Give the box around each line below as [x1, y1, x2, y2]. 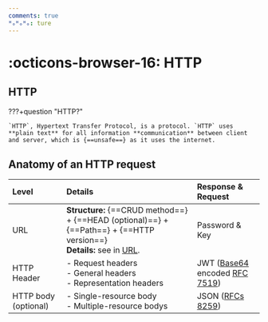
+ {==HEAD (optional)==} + [66, 215, 169, 226]
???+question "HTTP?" [8, 106, 84, 116]
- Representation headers [66, 277, 164, 288]
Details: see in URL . [66, 244, 140, 256]
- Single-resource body [66, 291, 157, 302]
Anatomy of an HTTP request [8, 157, 156, 171]
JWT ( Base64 [196, 257, 250, 268]
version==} [66, 235, 108, 246]
